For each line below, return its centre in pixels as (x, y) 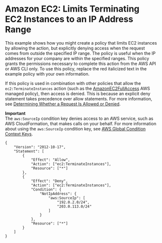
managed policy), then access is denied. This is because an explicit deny (78, 94)
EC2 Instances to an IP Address (69, 19)
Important (15, 113)
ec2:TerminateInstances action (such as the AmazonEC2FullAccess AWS (78, 88)
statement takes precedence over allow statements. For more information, (79, 98)
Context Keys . (19, 134)
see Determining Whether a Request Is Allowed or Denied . (63, 104)
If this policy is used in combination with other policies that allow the (73, 83)
